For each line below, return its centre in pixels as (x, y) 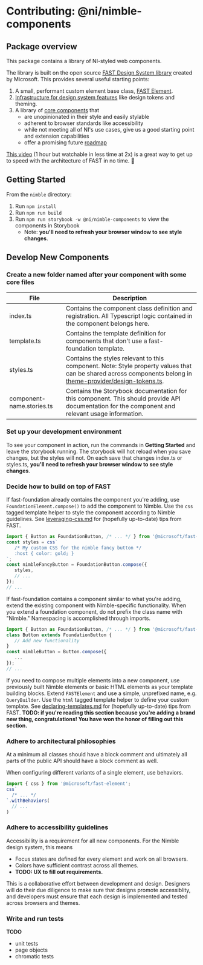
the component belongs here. (108, 323)
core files (20, 282)
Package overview (42, 46)
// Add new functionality (47, 641)
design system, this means (40, 847)
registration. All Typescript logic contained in (129, 315)
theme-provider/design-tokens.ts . (115, 381)
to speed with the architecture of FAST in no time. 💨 (70, 161)
